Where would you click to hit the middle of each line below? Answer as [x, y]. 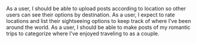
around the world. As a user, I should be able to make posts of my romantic [98, 27]
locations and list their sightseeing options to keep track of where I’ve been [98, 21]
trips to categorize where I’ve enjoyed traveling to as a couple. [83, 34]
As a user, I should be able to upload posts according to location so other [96, 9]
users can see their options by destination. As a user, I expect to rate [90, 15]
